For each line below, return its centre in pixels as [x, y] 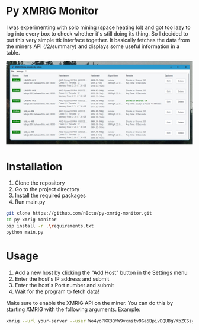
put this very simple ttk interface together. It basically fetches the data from [98, 40]
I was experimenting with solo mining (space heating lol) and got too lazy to [98, 27]
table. [13, 52]
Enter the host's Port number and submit [64, 285]
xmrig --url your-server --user [46, 321]
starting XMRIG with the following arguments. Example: [73, 309]
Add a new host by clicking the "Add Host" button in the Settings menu [101, 272]
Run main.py [30, 202]
